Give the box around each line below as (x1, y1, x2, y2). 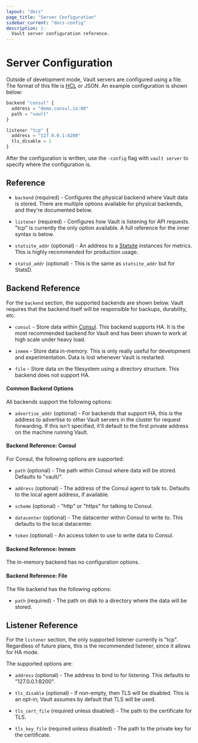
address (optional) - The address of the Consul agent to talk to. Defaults (14, 485, 190, 492)
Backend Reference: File (6, 572, 68, 579)
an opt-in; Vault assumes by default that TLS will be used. (14, 696, 156, 703)
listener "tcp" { (6, 127, 49, 134)
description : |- (6, 25, 46, 31)
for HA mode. (6, 649, 39, 656)
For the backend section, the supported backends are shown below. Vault (6, 299, 184, 306)
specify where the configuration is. (6, 161, 92, 168)
